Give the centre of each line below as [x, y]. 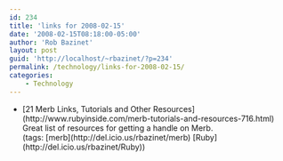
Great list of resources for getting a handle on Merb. [117, 128]
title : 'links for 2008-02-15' [67, 26]
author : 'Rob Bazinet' [51, 42]
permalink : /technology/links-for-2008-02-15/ [97, 68]
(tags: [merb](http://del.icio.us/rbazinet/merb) [106, 137]
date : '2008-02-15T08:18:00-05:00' [75, 34]
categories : [31, 76]
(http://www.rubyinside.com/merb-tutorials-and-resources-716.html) [148, 118]
